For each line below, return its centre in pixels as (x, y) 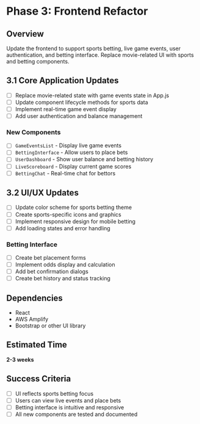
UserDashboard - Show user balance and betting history (84, 159)
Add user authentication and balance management (79, 116)
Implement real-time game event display (66, 109)
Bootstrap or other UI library (50, 326)
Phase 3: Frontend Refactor (77, 11)
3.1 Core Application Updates (62, 81)
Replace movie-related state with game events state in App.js (92, 95)
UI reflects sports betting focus (54, 393)
